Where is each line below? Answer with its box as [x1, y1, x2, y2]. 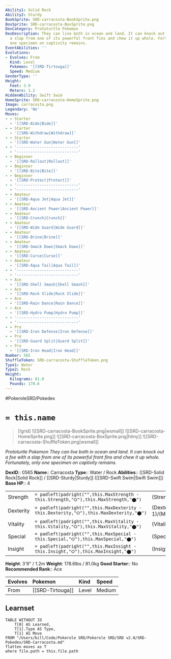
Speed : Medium [10, 69, 40, 74]
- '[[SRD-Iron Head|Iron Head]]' [10, 348, 81, 353]
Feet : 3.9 [10, 83, 31, 88]
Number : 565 [5, 353, 31, 358]
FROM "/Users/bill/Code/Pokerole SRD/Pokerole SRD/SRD [5, 635, 124, 640]
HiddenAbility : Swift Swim [5, 93, 63, 98]
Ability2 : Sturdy [5, 12, 42, 17]
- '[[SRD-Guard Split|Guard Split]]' [10, 339, 90, 344]
